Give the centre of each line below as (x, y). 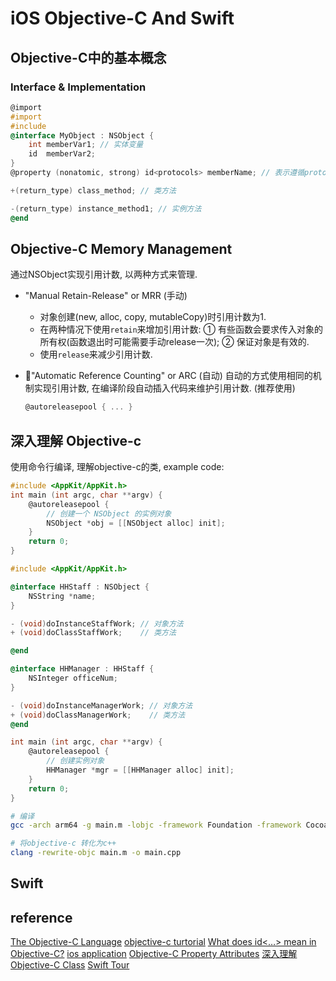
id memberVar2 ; (62, 154)
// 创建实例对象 (75, 761)
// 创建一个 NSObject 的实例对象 (109, 513)
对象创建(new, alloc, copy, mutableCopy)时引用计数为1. (153, 317)
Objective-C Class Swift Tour (70, 965)
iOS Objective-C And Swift (122, 18)
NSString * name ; (62, 596)
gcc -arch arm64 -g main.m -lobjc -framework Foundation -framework (156, 825)
